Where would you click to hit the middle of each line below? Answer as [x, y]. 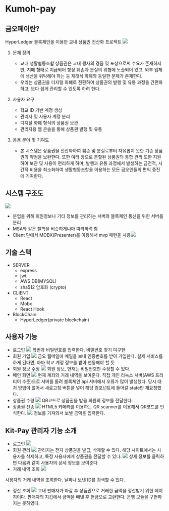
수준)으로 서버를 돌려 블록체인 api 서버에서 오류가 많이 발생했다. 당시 [89, 381]
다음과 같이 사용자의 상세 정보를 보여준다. [59, 463]
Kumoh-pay [31, 9]
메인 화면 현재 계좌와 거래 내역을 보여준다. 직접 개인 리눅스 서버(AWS [83, 375]
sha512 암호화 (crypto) [43, 287]
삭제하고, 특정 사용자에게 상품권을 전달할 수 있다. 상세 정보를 [88, 456]
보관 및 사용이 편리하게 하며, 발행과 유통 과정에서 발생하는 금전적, [93, 163]
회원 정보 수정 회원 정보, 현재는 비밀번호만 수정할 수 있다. [71, 369]
